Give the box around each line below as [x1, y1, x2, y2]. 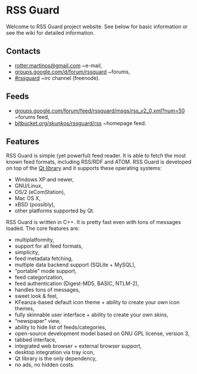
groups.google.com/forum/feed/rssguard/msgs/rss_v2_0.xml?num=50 [14, 107, 185, 114]
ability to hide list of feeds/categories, [14, 324, 107, 331]
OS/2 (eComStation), [14, 189, 66, 196]
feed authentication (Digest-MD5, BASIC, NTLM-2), [14, 280, 139, 287]
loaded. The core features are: [6, 225, 80, 232]
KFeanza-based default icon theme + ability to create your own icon [14, 299, 180, 306]
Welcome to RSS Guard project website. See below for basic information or [6, 23, 188, 30]
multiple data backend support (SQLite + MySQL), [14, 261, 136, 268]
